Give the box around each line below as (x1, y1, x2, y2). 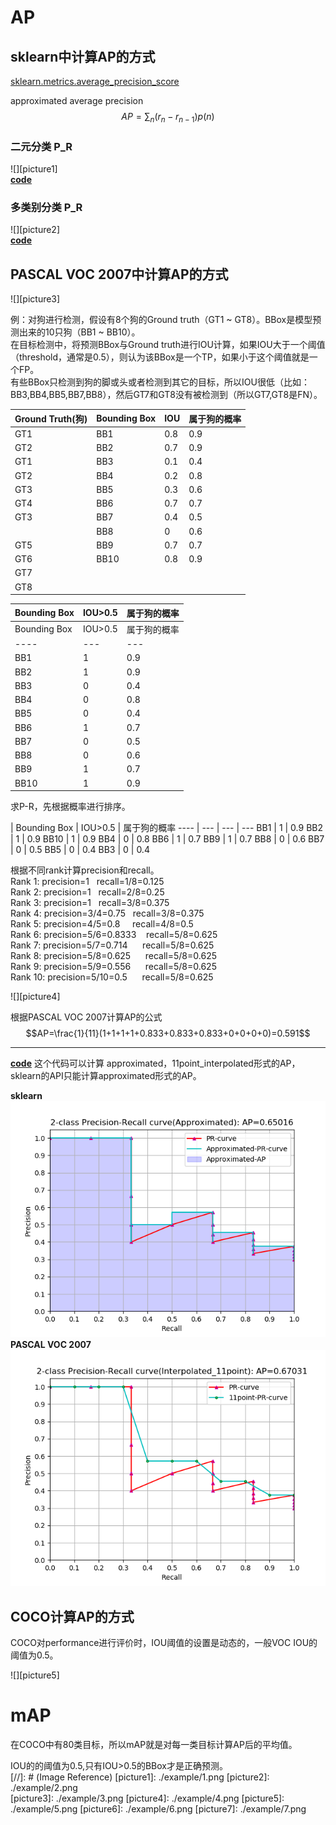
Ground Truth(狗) (14, 412, 88, 425)
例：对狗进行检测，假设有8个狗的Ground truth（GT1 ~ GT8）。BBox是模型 (10, 314, 313, 326)
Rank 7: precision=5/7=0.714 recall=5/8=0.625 (10, 939, 215, 951)
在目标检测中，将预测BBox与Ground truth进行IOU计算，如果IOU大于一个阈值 (10, 339, 326, 351)
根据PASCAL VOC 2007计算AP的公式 (10, 1011, 163, 1023)
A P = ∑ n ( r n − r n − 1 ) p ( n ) (121, 111, 215, 125)
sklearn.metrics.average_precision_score (10, 76, 180, 87)
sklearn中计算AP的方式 (10, 48, 156, 65)
